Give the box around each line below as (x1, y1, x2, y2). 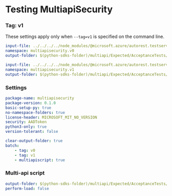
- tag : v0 (14, 148, 36, 153)
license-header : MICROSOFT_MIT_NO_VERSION (5, 114, 97, 120)
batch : (5, 143, 19, 148)
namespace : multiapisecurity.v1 (5, 67, 74, 72)
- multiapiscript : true (14, 158, 66, 163)
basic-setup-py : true (5, 105, 52, 110)
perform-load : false (5, 186, 50, 191)
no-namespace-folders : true (5, 110, 66, 115)
